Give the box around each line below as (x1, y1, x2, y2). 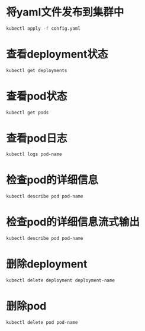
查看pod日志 (6, 132, 67, 145)
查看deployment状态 (6, 48, 108, 61)
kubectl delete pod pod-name (6, 319, 78, 325)
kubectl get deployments (6, 67, 67, 73)
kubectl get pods (6, 110, 49, 115)
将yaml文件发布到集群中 (6, 5, 124, 19)
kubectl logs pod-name (6, 151, 62, 158)
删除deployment (6, 257, 88, 271)
